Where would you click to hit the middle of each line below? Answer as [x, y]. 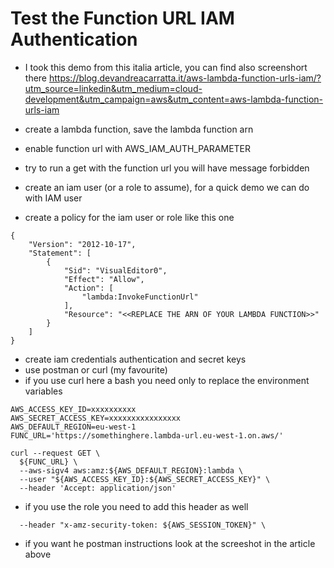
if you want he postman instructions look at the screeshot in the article [170, 543]
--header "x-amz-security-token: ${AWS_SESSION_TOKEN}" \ [143, 525]
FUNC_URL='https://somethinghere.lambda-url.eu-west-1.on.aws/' [147, 435]
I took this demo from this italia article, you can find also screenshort [166, 67]
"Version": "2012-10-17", [82, 244]
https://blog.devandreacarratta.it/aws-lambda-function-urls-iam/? [185, 78]
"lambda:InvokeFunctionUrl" [140, 297]
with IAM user [53, 198]
